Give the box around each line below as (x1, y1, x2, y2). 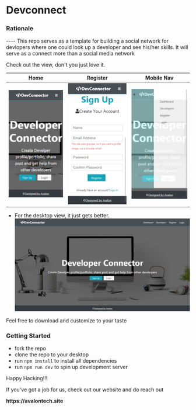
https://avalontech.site (6, 398, 64, 405)
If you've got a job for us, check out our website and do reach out (6, 386, 164, 393)
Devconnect (6, 4, 66, 17)
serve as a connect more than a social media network (6, 50, 135, 57)
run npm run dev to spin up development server (14, 363, 128, 371)
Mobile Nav (145, 74, 174, 81)
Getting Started (6, 331, 51, 339)
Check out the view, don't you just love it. (6, 61, 105, 68)
